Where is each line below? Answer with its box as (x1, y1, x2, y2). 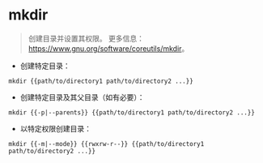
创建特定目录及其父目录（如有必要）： (19, 92, 145, 102)
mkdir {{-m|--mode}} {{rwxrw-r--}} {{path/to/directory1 (8, 139, 205, 148)
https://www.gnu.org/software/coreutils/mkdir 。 (28, 43, 189, 54)
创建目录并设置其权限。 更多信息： (28, 33, 144, 43)
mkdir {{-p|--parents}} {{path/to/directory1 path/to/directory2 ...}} (8, 108, 255, 117)
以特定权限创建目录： (19, 123, 91, 133)
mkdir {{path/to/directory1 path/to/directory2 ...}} (8, 77, 194, 85)
